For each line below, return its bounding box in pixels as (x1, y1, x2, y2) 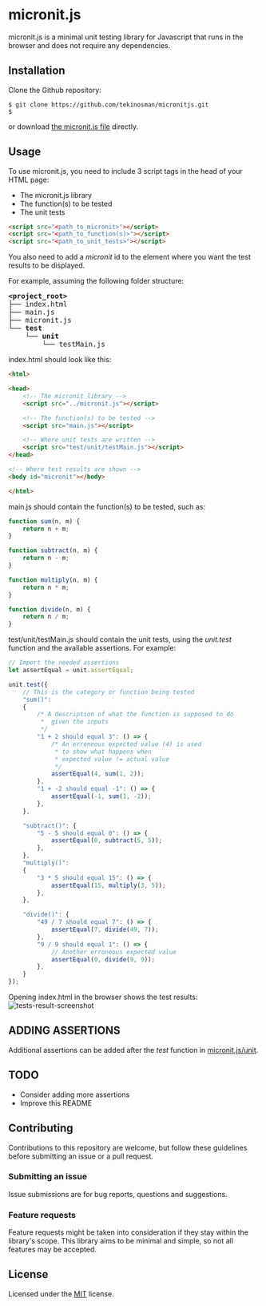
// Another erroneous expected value (50, 948, 177, 956)
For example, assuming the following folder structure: (8, 276, 185, 286)
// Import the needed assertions (8, 659, 120, 667)
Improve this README (19, 1098, 93, 1107)
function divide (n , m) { (8, 605, 91, 614)
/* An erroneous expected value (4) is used (50, 740, 202, 748)
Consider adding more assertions (19, 1090, 130, 1099)
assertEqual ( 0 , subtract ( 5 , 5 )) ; (50, 836, 162, 844)
